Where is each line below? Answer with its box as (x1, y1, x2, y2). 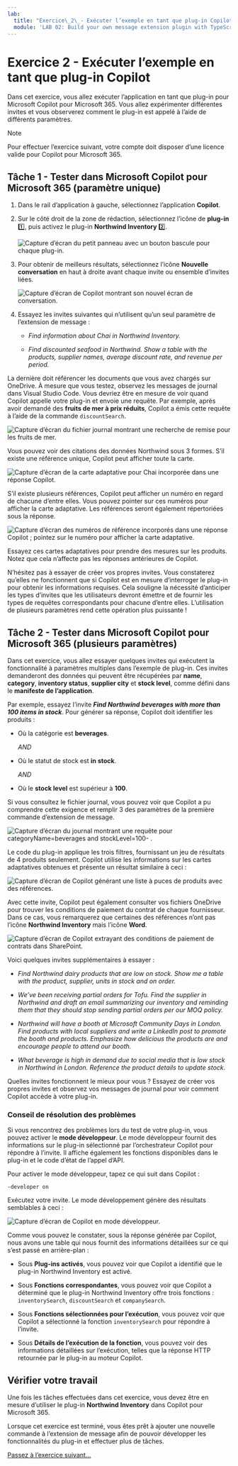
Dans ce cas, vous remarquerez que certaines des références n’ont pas (7, 913, 216, 921)
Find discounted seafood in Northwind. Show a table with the (28, 345, 208, 354)
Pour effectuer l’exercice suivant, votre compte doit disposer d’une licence (7, 143, 225, 151)
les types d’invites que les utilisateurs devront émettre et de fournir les (7, 591, 213, 599)
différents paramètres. (7, 115, 73, 124)
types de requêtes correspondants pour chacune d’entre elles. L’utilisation (7, 599, 225, 607)
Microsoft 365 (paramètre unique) (7, 182, 161, 194)
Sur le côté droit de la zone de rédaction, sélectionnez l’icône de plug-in (17, 214, 229, 223)
